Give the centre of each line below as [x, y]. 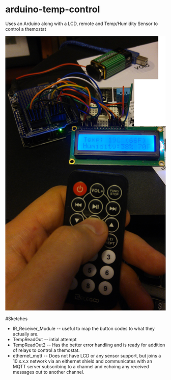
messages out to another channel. [48, 372]
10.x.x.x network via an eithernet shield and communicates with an [82, 361]
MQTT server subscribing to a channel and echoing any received [81, 367]
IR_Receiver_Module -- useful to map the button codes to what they [84, 329]
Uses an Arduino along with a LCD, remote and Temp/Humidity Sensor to [82, 24]
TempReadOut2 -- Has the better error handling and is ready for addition [89, 345]
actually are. [26, 334]
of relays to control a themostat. [46, 350]
